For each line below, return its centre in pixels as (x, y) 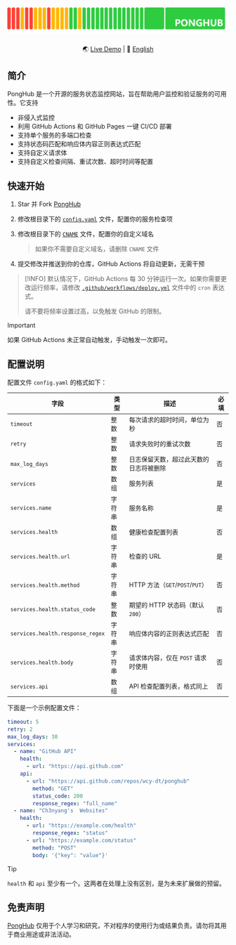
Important (21, 325)
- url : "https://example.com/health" (81, 826)
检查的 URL (145, 556)
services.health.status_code (53, 610)
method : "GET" (53, 788)
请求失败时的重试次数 (160, 443)
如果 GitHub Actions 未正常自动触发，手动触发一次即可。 (90, 340)
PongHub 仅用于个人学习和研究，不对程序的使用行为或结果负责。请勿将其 (114, 926)
